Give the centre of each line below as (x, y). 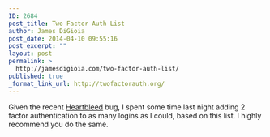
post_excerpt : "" (38, 46)
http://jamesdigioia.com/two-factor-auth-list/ (98, 69)
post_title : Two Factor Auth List (67, 24)
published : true (36, 76)
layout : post (30, 54)
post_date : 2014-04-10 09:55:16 (63, 39)
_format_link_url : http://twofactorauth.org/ (86, 83)
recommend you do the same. (58, 124)
